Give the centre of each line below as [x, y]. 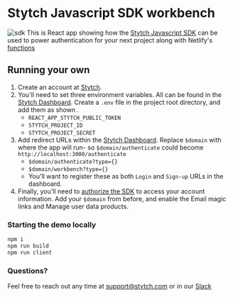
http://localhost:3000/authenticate [72, 154]
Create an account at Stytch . [60, 87]
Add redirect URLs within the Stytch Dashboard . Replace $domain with [119, 140]
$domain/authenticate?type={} [73, 162]
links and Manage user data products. [73, 206]
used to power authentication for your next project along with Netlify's [110, 40]
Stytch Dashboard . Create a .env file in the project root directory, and [119, 102]
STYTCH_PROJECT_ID [55, 125]
